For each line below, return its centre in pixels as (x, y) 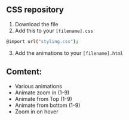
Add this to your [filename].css (54, 30)
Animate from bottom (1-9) (47, 105)
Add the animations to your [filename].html (69, 53)
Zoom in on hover (36, 111)
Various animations (39, 86)
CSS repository (35, 10)
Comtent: (24, 72)
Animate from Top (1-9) (44, 99)
